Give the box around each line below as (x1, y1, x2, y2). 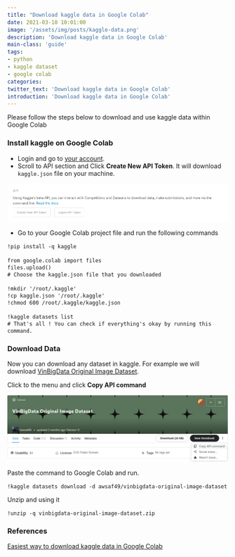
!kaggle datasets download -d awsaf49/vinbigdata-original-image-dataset (7, 482, 228, 490)
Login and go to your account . (17, 154, 105, 162)
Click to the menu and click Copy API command (7, 380, 147, 390)
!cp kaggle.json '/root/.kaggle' (7, 293, 105, 300)
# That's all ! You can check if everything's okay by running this (7, 321, 212, 328)
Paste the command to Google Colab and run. (7, 468, 140, 477)
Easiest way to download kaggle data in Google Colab (7, 542, 163, 551)
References (7, 526, 48, 536)
